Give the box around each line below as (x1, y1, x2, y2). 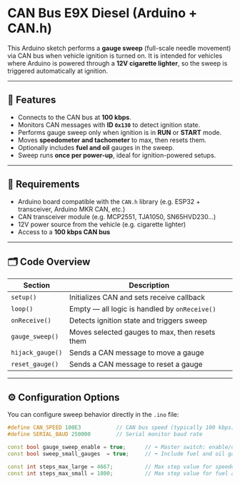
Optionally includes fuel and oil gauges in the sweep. (17, 143, 175, 151)
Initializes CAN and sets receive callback (69, 293, 206, 303)
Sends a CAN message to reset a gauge (69, 359, 203, 369)
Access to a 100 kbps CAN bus (17, 227, 111, 236)
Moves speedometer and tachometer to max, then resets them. (17, 136, 207, 144)
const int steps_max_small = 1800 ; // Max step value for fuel (7, 470, 229, 477)
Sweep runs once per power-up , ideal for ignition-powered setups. (17, 151, 216, 159)
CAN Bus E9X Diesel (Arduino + (7, 5, 198, 21)
